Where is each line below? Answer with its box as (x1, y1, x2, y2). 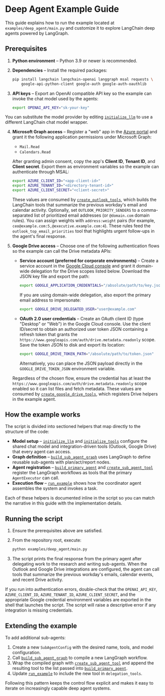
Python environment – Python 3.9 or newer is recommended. (12, 58, 137, 64)
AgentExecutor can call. (12, 475, 59, 481)
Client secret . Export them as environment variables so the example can (12, 164, 159, 170)
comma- (140, 207, 158, 213)
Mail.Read (19, 145, 40, 150)
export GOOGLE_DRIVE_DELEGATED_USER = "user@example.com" (19, 307, 137, 311)
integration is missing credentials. (5, 607, 73, 613)
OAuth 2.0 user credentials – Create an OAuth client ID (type (19, 315, 144, 321)
